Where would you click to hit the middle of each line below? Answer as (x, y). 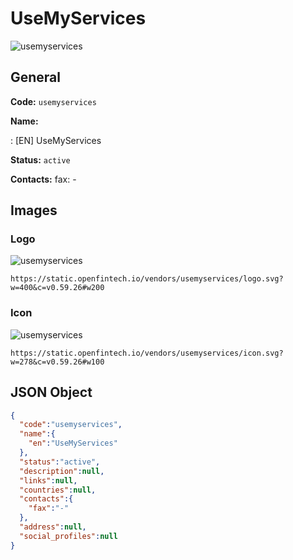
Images (34, 210)
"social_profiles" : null (68, 536)
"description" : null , (62, 471)
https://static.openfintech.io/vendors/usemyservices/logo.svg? (147, 279)
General (36, 77)
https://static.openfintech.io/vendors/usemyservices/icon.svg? (147, 353)
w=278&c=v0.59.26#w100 (57, 362)
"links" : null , (48, 480)
